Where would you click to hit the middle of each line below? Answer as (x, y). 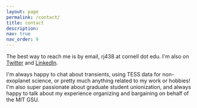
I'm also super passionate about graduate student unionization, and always (99, 87)
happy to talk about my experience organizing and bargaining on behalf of (98, 93)
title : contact (25, 23)
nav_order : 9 (22, 39)
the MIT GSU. (23, 100)
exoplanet (19, 81)
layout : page (22, 12)
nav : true (19, 34)
